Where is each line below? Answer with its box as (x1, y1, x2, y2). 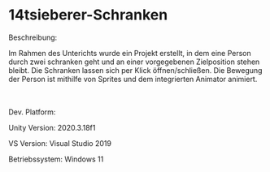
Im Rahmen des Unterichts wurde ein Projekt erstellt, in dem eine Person (8, 48, 251, 58)
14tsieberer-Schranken (8, 6, 168, 24)
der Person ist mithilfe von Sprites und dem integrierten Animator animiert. (8, 74, 258, 84)
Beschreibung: (8, 32, 58, 42)
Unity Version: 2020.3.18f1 (8, 123, 96, 132)
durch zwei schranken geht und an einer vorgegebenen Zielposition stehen (8, 57, 260, 67)
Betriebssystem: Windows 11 (8, 154, 104, 164)
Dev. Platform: (8, 107, 56, 117)
